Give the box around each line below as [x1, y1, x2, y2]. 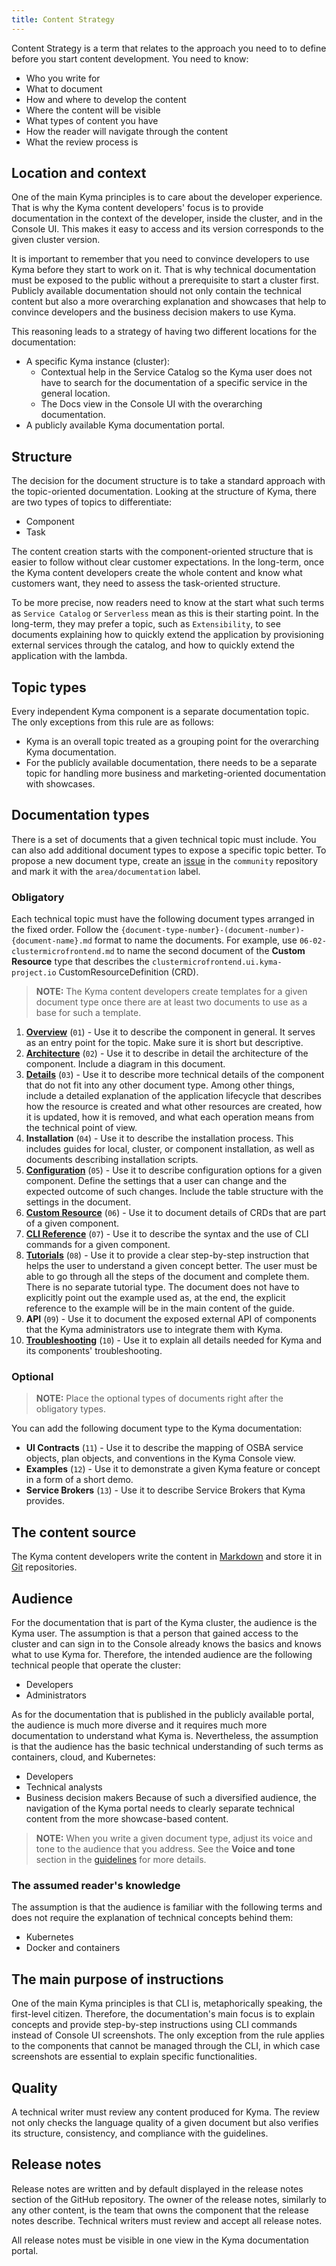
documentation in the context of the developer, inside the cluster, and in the [11, 212, 323, 225]
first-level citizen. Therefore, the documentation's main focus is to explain [11, 2008, 316, 2020]
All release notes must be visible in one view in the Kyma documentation [11, 2234, 309, 2246]
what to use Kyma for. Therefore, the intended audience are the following [11, 1649, 313, 1661]
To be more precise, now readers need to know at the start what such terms [11, 597, 325, 609]
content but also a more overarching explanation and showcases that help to [11, 296, 327, 308]
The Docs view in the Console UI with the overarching [40, 398, 263, 410]
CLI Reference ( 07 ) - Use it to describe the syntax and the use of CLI [25, 1228, 309, 1240]
